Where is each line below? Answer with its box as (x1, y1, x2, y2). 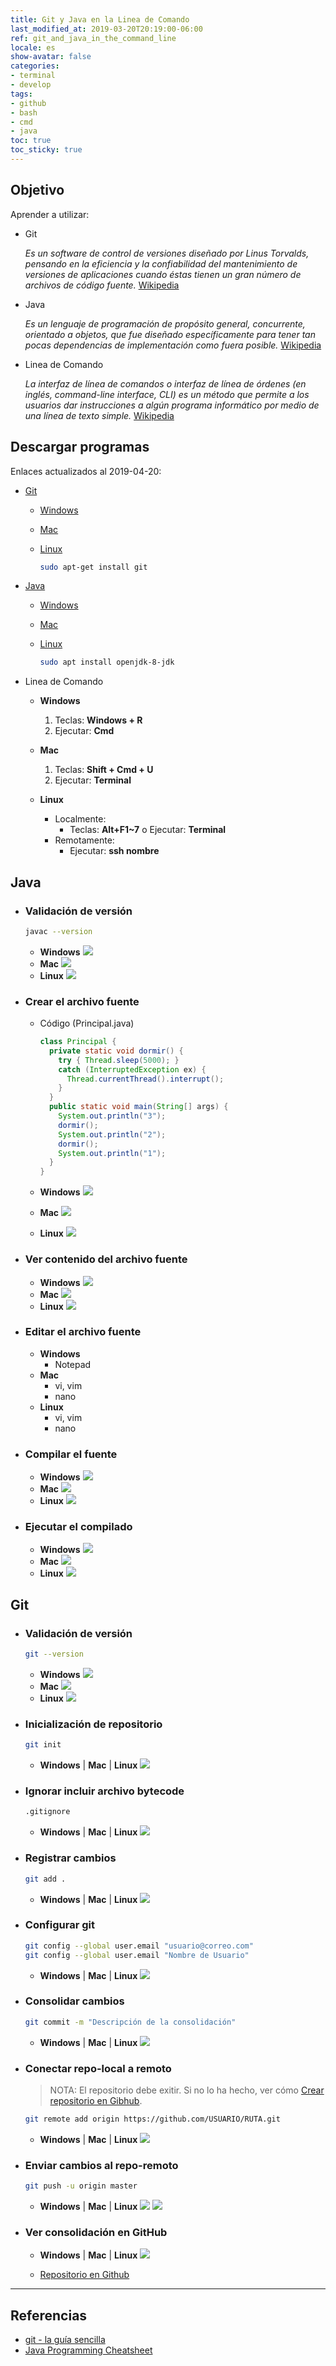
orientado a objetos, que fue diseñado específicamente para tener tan (24, 328, 316, 340)
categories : (10, 61, 60, 71)
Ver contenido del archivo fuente (24, 1252, 188, 1266)
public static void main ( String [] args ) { (48, 1102, 229, 1112)
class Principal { (39, 1037, 117, 1047)
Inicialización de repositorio (24, 1717, 163, 1731)
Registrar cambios (24, 1851, 117, 1865)
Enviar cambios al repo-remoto (24, 2158, 179, 2172)
